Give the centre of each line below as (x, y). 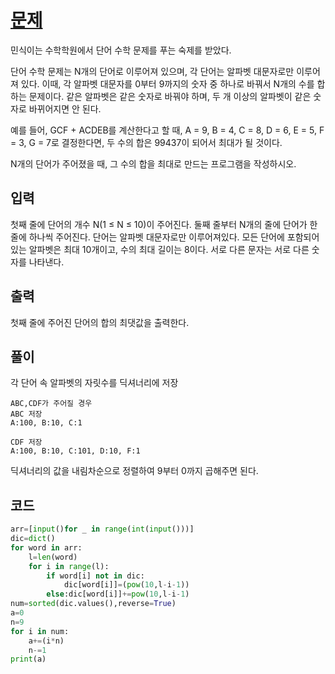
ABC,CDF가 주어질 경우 (51, 404)
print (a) (28, 659)
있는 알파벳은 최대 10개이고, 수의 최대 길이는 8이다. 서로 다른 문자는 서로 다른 (160, 249)
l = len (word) (53, 557)
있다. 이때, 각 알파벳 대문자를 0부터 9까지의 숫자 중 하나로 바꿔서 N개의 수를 (167, 83)
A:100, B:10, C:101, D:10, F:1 (75, 451)
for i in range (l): (69, 566)
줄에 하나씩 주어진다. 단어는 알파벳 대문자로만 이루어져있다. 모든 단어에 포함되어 (165, 237)
